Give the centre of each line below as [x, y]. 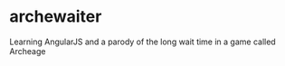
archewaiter [56, 17]
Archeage [28, 51]
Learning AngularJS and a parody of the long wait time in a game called [142, 42]
